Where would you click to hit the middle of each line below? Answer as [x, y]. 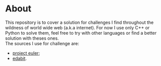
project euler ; [26, 53]
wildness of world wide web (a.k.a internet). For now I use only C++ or [78, 27]
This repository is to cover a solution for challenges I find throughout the [80, 22]
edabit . [19, 58]
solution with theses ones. [32, 38]
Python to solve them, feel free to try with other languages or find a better [81, 33]
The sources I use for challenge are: [42, 43]
